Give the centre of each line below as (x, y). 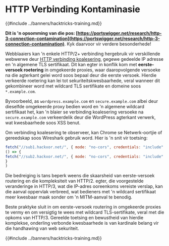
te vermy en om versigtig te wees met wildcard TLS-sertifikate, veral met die (85, 212)
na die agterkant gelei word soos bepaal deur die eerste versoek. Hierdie (81, 75)
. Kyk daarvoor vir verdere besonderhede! (108, 44)
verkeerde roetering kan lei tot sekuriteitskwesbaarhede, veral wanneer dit (83, 80)
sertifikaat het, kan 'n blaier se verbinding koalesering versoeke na (74, 112)
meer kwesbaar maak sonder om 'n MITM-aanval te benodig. (69, 197)
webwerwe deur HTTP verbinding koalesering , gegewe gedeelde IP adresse (84, 59)
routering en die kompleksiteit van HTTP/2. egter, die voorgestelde (74, 181)
